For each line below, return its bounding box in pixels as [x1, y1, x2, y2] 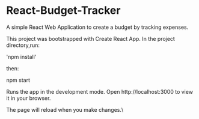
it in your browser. [6, 94, 51, 102]
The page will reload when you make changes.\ [6, 106, 124, 113]
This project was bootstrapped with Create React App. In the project [6, 35, 176, 42]
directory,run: [6, 41, 40, 49]
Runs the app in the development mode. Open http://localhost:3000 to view [6, 88, 194, 95]
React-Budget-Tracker [6, 4, 121, 17]
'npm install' [6, 53, 37, 60]
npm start [6, 76, 31, 84]
